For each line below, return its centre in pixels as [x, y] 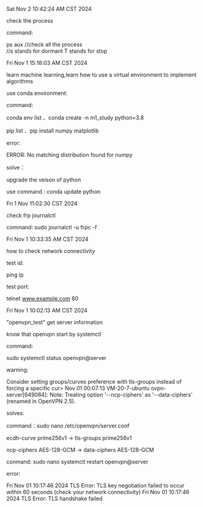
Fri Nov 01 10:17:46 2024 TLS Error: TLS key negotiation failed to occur [95, 486]
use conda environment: [37, 93]
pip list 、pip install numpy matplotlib [53, 131]
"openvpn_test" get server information [54, 322]
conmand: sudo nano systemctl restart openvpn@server [77, 462]
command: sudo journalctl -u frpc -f [52, 227]
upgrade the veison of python [44, 180]
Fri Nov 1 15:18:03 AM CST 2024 [47, 63]
